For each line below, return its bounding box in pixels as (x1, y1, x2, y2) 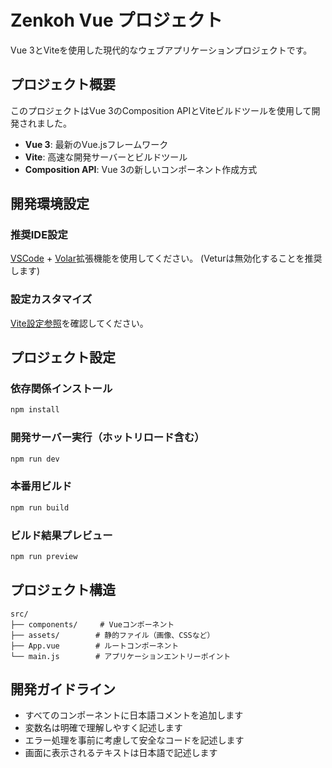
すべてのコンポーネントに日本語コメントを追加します (24, 709, 244, 721)
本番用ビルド (10, 479, 73, 493)
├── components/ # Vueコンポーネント (10, 619, 175, 630)
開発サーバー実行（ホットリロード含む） (10, 431, 205, 445)
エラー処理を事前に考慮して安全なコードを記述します (24, 734, 245, 746)
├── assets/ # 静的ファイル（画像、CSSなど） (10, 630, 215, 640)
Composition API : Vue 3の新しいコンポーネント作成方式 (24, 163, 258, 175)
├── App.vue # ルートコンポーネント (10, 641, 180, 651)
